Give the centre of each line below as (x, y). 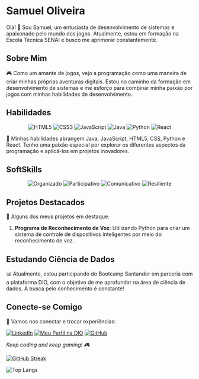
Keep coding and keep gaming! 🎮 (48, 345)
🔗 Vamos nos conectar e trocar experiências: (61, 321)
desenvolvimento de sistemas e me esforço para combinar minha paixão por (99, 88)
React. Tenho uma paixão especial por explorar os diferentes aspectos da (96, 145)
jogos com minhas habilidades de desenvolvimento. (69, 94)
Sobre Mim (27, 58)
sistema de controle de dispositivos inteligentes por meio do (88, 234)
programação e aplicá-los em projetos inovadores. (68, 151)
